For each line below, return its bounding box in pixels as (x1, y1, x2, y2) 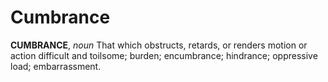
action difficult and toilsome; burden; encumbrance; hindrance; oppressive (10, 49, 318, 61)
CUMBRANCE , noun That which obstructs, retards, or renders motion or (10, 39, 308, 51)
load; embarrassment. (10, 60, 102, 72)
